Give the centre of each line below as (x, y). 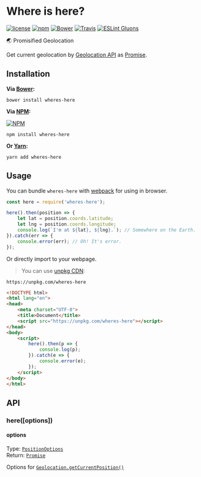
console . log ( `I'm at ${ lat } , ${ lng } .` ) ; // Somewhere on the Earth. (107, 230)
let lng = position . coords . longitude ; (67, 224)
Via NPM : (19, 111)
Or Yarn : (17, 146)
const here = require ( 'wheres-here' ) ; (56, 202)
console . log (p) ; (60, 350)
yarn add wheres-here (34, 157)
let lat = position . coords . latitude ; (66, 219)
